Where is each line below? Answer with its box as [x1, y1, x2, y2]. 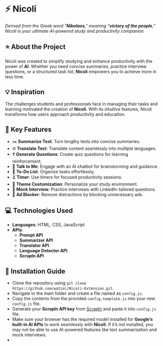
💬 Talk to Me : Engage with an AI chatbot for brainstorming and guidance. [12, 163, 159, 169]
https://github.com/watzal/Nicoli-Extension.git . [12, 285, 114, 291]
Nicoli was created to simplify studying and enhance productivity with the [5, 58, 153, 64]
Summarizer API [19, 237, 54, 244]
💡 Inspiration [5, 88, 45, 96]
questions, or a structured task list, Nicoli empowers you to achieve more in [5, 68, 157, 74]
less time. [5, 74, 24, 80]
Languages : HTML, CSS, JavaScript [12, 222, 85, 228]
